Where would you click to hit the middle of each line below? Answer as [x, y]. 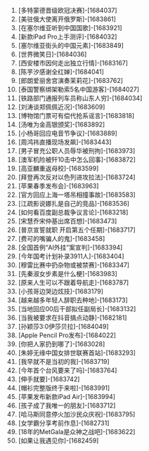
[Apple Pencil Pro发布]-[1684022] [67, 335]
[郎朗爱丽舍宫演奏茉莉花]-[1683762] [71, 80]
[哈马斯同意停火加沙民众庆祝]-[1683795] [77, 414]
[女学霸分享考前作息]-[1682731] [64, 423]
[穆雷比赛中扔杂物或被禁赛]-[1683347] [73, 265]
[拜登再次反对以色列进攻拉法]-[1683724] [77, 177]
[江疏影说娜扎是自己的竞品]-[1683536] [73, 203]
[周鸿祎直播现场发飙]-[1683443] [65, 142]
